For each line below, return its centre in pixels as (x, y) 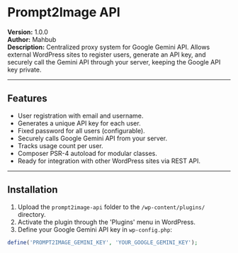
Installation (33, 190)
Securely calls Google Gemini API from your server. (92, 138)
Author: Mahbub (32, 39)
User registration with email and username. (80, 116)
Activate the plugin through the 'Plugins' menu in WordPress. (107, 222)
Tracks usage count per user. (61, 145)
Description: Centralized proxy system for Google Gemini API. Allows (109, 47)
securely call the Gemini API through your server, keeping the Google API (114, 62)
